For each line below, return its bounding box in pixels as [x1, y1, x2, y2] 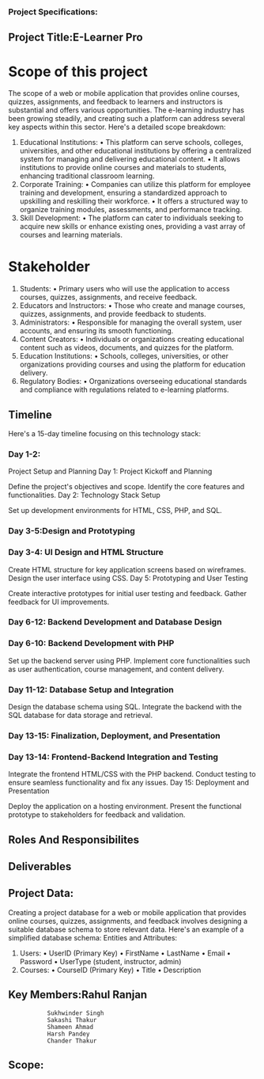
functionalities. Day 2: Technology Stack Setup [8, 490, 160, 500]
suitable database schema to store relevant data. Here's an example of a [8, 925, 244, 934]
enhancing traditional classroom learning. [19, 171, 155, 180]
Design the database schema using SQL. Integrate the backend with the [8, 702, 243, 712]
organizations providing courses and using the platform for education [19, 359, 246, 370]
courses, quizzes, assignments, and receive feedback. [19, 292, 198, 302]
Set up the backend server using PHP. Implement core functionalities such [8, 655, 251, 665]
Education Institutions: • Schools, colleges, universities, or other [19, 351, 229, 361]
